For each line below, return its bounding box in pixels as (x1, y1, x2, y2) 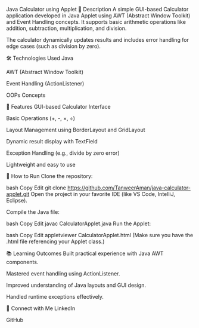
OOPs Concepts (6, 91, 46, 99)
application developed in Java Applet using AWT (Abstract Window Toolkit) (6, 12, 191, 19)
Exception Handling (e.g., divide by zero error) (6, 149, 120, 157)
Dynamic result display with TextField (6, 138, 98, 145)
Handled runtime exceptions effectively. (6, 293, 104, 300)
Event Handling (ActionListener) (6, 80, 85, 87)
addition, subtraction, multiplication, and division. (6, 24, 127, 32)
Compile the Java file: (6, 209, 60, 215)
